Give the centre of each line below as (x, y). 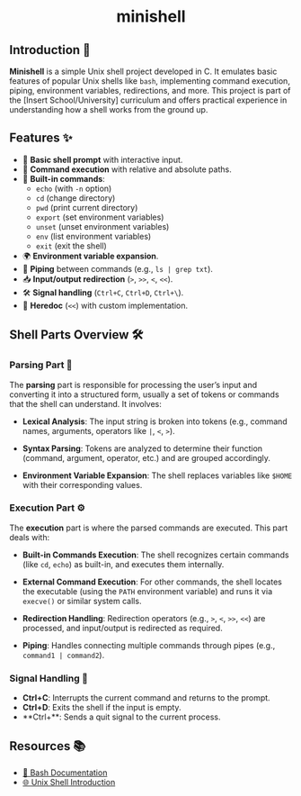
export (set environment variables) (100, 217)
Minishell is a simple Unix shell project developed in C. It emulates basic (143, 71)
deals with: (30, 537)
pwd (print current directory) (87, 207)
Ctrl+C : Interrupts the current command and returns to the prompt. (146, 698)
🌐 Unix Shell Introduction (69, 782)
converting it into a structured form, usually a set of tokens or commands (145, 394)
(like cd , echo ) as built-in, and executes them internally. (123, 564)
